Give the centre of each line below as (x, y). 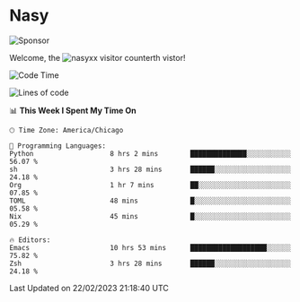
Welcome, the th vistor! (97, 57)
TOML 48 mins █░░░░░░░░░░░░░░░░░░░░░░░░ (150, 201)
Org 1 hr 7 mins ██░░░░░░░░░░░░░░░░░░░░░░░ (150, 185)
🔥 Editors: (30, 240)
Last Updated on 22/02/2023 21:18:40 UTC (89, 288)
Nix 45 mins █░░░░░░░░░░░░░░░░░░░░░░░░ (150, 216)
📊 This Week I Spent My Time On (73, 110)
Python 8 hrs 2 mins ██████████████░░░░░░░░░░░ (150, 153)
